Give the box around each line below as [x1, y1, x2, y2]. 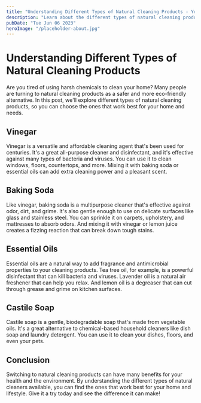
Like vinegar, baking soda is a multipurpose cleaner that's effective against [6, 201, 191, 208]
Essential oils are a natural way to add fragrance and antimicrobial [6, 260, 169, 267]
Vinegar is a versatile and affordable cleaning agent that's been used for [6, 143, 184, 150]
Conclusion [6, 354, 50, 365]
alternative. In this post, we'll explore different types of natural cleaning [6, 96, 182, 104]
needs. [6, 109, 23, 117]
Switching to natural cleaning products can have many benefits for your [6, 371, 182, 378]
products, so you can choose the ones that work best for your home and [6, 103, 185, 110]
